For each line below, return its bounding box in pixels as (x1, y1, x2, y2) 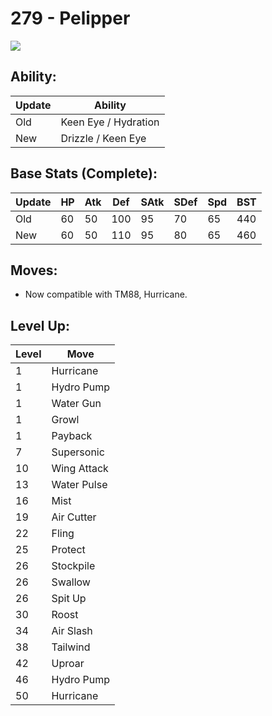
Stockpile (51, 559, 96, 573)
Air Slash (51, 624, 93, 638)
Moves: (10, 262, 58, 279)
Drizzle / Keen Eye (60, 131, 147, 145)
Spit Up (51, 592, 87, 606)
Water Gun (51, 397, 102, 411)
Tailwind (51, 640, 91, 654)
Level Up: (10, 317, 71, 334)
